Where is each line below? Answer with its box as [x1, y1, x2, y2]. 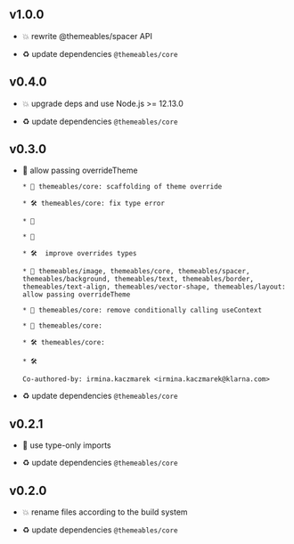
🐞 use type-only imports [21, 440, 111, 451]
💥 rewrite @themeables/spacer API [21, 30, 153, 41]
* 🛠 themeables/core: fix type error [21, 199, 165, 208]
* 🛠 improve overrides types [21, 249, 137, 258]
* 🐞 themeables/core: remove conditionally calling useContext [21, 306, 263, 315]
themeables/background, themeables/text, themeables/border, [21, 275, 255, 284]
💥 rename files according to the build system [21, 507, 189, 517]
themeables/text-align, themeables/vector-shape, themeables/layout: [21, 282, 287, 292]
